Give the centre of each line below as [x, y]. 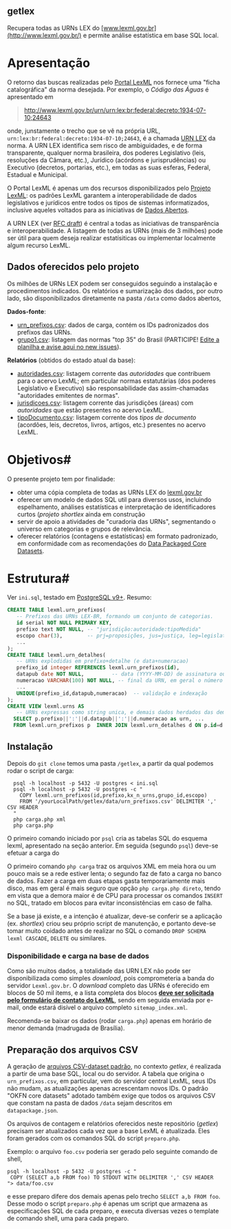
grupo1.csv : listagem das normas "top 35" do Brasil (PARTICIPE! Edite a [118, 339]
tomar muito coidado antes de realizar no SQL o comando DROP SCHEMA [107, 931]
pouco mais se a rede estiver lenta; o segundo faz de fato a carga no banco [114, 873]
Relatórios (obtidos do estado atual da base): [71, 360]
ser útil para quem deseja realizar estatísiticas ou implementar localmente [111, 238]
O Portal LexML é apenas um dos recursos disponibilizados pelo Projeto [109, 188]
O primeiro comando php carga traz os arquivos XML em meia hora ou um [112, 866]
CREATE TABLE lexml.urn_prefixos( [57, 610]
